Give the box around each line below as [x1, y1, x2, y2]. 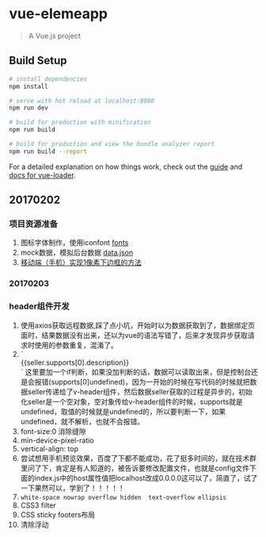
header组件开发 [9, 301, 70, 312]
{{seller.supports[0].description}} [20, 358, 130, 367]
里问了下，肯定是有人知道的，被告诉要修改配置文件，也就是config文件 [20, 463, 250, 473]
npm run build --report [9, 148, 88, 155]
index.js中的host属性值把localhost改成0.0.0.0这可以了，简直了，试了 [34, 473, 258, 482]
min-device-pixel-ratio [20, 435, 94, 445]
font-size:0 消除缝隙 [20, 426, 86, 436]
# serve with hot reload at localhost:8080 [9, 97, 155, 105]
